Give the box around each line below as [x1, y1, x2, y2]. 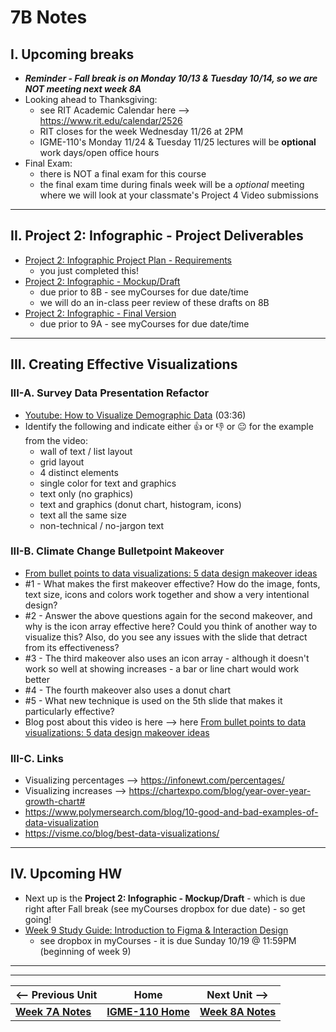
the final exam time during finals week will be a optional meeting [39, 179, 305, 190]
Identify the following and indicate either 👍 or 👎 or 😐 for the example [24, 420, 314, 432]
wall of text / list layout [39, 445, 133, 457]
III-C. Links [10, 751, 64, 765]
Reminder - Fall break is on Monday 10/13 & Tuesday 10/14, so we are [24, 72, 318, 84]
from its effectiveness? [24, 641, 120, 653]
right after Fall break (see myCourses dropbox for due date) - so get [24, 902, 306, 915]
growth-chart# [24, 796, 86, 808]
